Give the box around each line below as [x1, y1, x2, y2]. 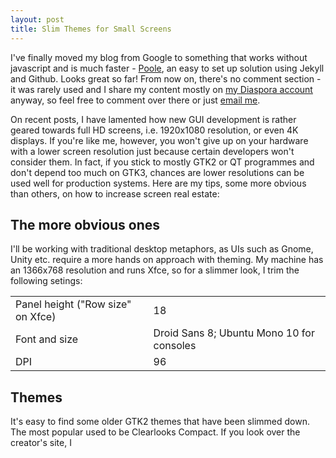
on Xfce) [15, 310, 57, 324]
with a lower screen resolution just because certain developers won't [10, 145, 295, 157]
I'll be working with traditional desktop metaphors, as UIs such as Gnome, [10, 243, 314, 255]
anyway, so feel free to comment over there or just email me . [10, 94, 261, 106]
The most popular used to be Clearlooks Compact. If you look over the [10, 426, 301, 438]
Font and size [15, 332, 79, 346]
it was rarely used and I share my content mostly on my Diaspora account [10, 83, 313, 95]
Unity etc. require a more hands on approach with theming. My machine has [10, 254, 324, 266]
